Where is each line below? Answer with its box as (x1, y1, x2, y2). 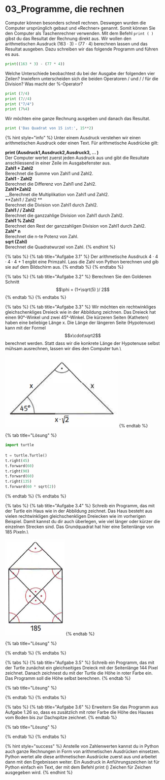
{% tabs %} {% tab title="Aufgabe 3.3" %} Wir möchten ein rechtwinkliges (5, 304, 156, 310)
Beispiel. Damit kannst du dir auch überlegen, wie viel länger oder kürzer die (5, 519, 160, 525)
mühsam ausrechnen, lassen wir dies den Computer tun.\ (5, 346, 122, 352)
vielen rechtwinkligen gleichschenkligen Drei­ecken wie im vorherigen (5, 513, 146, 519)
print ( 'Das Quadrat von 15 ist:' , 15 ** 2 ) (5, 126, 94, 131)
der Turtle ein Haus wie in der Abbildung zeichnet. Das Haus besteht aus (5, 508, 153, 514)
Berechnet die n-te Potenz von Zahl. (5, 234, 79, 240)
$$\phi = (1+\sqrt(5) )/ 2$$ (56, 287, 110, 292)
